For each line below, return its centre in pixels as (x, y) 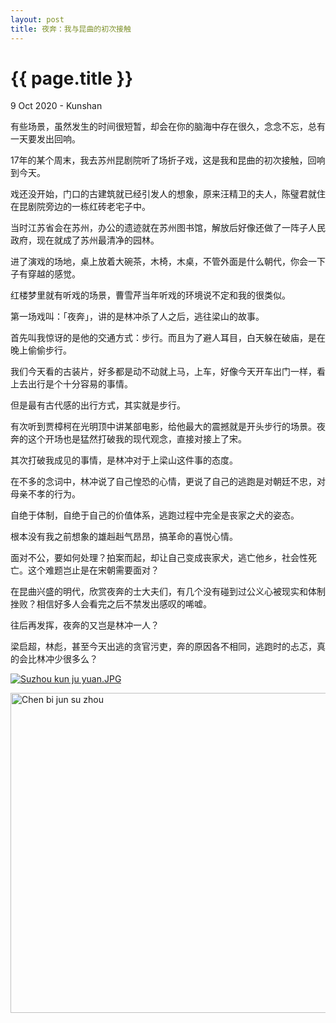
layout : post (37, 19)
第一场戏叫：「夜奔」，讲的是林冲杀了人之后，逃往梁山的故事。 (137, 317)
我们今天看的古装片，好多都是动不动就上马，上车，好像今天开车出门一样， (163, 372)
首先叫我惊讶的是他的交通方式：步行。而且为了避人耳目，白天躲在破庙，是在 (168, 338)
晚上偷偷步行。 (41, 350)
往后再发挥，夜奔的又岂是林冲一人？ (85, 625)
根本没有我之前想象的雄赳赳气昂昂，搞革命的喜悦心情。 (124, 537)
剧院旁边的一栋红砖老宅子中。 (89, 207)
